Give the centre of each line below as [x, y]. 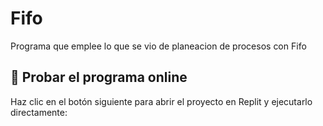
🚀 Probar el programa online [99, 77]
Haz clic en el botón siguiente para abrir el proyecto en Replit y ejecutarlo [161, 101]
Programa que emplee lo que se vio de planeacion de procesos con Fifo [158, 46]
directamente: [39, 112]
